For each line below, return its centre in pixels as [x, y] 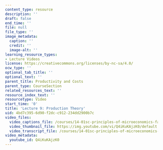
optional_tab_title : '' [29, 73]
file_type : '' [19, 32]
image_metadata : [21, 37]
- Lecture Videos [23, 59]
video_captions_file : [31, 122]
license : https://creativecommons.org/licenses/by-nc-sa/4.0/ [69, 63]
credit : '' [20, 45]
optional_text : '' [24, 77]
